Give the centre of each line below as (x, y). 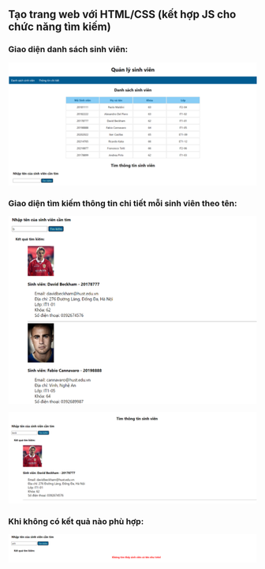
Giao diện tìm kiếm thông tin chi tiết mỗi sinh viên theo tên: (123, 203)
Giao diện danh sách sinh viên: (68, 50)
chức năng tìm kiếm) (60, 27)
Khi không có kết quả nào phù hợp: (76, 521)
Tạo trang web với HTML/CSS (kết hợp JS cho (122, 15)
